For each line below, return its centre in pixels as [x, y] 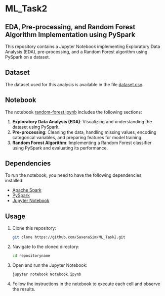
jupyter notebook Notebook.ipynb [47, 274]
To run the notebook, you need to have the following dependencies [73, 175]
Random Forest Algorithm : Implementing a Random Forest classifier [82, 143]
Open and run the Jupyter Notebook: [50, 265]
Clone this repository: [34, 228]
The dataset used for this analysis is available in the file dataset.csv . [74, 84]
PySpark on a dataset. [28, 57]
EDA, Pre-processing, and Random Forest [70, 27]
